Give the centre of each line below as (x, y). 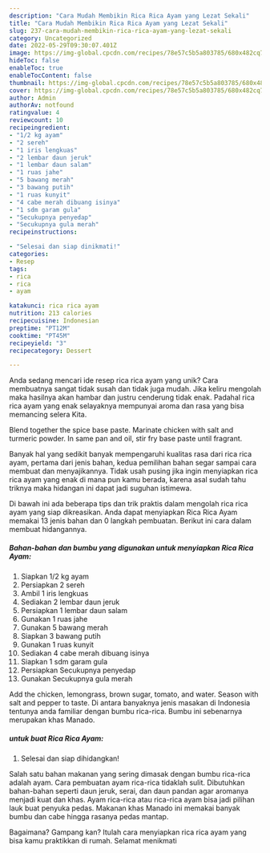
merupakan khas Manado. (52, 720)
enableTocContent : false (50, 75)
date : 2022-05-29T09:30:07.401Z (63, 46)
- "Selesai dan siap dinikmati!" (65, 247)
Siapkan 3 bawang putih (60, 636)
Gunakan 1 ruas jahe (54, 619)
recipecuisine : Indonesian (54, 321)
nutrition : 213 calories (50, 314)
